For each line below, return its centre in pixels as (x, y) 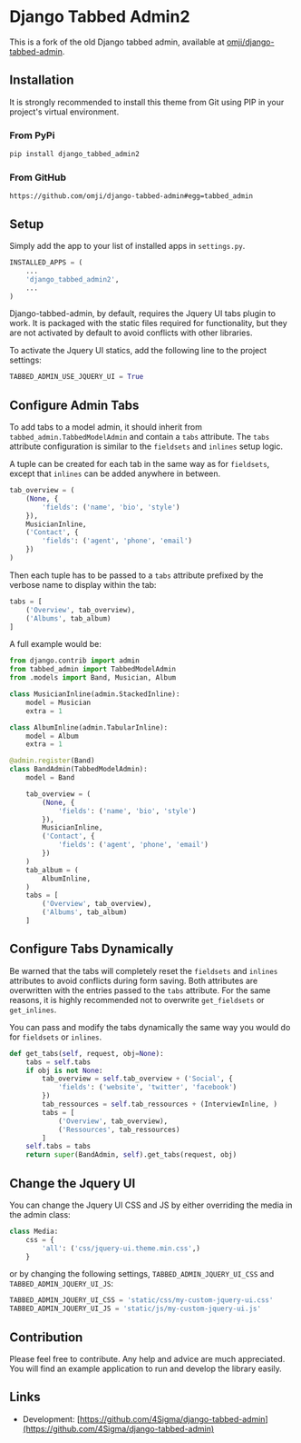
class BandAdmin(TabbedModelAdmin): (78, 770)
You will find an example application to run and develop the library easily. (146, 1368)
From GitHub (38, 177)
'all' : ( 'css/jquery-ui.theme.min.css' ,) (121, 1248)
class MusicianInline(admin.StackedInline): (95, 694)
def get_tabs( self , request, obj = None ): (87, 1053)
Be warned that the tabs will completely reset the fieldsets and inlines (144, 970)
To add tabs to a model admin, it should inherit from (106, 427)
